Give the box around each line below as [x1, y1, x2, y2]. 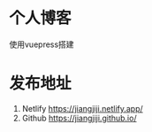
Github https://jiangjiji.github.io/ [21, 113, 137, 123]
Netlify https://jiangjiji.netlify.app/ [21, 103, 143, 113]
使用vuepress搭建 [9, 39, 74, 50]
